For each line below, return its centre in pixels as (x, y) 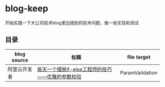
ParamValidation (139, 73)
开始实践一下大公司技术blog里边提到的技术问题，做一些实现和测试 (72, 23)
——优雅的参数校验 (59, 77)
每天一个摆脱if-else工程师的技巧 (74, 69)
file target (139, 57)
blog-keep (27, 9)
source (20, 60)
